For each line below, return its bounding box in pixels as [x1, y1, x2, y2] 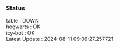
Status [6, 4, 25, 12]
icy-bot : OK [6, 29, 35, 36]
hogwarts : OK [6, 23, 41, 30]
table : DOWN [6, 17, 39, 24]
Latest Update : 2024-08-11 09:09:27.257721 [6, 36, 114, 43]
